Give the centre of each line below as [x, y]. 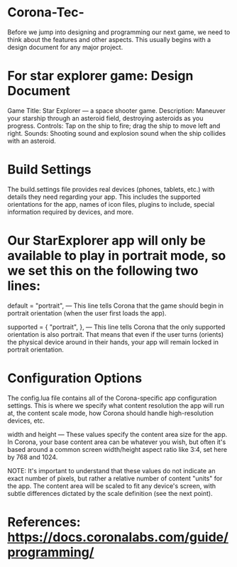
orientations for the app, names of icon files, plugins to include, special [111, 204]
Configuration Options [75, 378]
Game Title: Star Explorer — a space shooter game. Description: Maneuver [116, 110]
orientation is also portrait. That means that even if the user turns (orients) [116, 334]
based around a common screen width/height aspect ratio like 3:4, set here [117, 449]
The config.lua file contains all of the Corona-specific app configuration [112, 398]
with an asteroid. [32, 141]
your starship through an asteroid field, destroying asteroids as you [105, 118]
